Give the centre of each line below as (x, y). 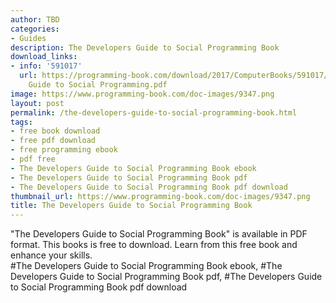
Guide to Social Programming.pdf (98, 85)
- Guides (28, 38)
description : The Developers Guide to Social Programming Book (145, 47)
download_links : (44, 57)
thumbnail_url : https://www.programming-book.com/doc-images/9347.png (160, 196)
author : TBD (35, 19)
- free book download (55, 131)
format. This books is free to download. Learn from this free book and (154, 245)
